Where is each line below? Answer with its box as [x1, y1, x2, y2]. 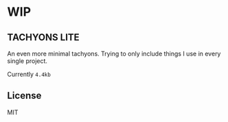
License [7, 90, 42, 101]
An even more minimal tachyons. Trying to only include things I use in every [7, 49, 221, 58]
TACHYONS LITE [7, 32, 80, 43]
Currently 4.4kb [7, 70, 52, 78]
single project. [7, 57, 48, 65]
